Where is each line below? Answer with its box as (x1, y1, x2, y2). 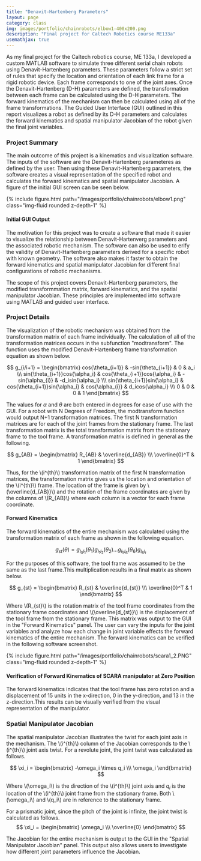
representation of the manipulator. (6, 705, 91, 712)
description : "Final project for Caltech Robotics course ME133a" (6, 31, 176, 37)
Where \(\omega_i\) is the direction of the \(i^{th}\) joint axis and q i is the (6, 782, 186, 791)
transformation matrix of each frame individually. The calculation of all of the (6, 333, 196, 340)
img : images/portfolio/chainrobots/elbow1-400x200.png (6, 25, 146, 32)
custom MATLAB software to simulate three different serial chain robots (6, 59, 183, 67)
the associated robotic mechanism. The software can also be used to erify (6, 241, 190, 249)
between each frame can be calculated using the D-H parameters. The (6, 91, 181, 98)
